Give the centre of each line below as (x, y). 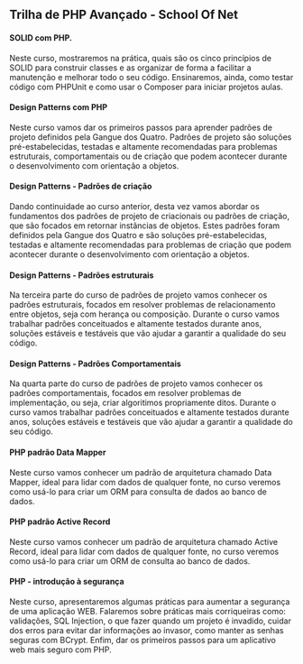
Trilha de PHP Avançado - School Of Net (124, 15)
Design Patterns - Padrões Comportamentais (96, 364)
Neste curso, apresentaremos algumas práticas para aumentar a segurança (150, 602)
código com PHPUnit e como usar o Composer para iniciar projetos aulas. (147, 87)
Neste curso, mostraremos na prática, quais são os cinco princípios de (141, 58)
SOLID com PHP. (41, 37)
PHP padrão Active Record (60, 521)
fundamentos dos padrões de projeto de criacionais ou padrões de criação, (150, 216)
